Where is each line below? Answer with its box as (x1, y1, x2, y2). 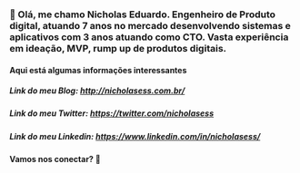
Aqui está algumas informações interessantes (9, 64, 187, 75)
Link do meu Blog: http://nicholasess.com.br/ (9, 85, 185, 96)
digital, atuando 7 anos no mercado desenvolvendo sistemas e (9, 19, 291, 32)
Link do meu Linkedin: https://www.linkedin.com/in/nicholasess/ (9, 130, 261, 141)
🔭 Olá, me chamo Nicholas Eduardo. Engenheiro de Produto (9, 8, 275, 21)
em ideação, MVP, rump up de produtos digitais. (9, 42, 227, 54)
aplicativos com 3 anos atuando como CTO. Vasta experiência (9, 31, 289, 43)
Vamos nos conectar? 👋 (9, 154, 102, 165)
